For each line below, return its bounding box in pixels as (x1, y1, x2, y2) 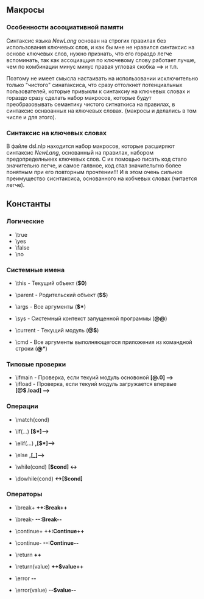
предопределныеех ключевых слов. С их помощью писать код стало (6, 155, 188, 163)
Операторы (6, 490, 43, 499)
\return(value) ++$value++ (15, 562, 84, 570)
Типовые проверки (6, 360, 66, 368)
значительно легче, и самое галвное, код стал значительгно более (6, 161, 181, 169)
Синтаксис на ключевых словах (6, 128, 107, 137)
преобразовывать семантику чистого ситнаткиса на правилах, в (6, 100, 175, 108)
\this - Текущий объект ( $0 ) (15, 279, 87, 287)
